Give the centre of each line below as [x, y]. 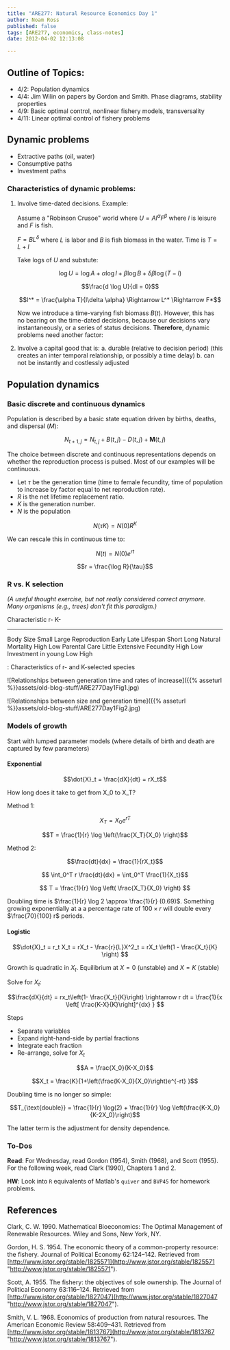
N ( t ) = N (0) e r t [115, 553]
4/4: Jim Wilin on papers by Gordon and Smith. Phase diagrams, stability [119, 96]
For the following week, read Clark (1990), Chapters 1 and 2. [92, 1168]
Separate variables [43, 1031]
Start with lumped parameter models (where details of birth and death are [111, 741]
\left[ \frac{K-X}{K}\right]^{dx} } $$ [115, 1005]
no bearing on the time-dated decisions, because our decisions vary [113, 321]
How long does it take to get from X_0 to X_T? [71, 792]
